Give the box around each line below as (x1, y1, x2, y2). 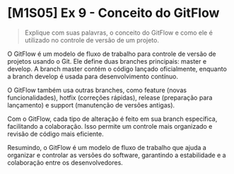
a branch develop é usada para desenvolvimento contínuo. (7, 72, 179, 81)
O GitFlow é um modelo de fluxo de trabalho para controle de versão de (7, 50, 216, 58)
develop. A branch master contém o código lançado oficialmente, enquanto (7, 64, 228, 73)
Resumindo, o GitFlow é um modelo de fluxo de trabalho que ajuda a (7, 143, 206, 151)
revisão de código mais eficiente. (7, 129, 104, 138)
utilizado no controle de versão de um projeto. (24, 35, 159, 44)
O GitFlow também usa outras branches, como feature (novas (7, 86, 187, 94)
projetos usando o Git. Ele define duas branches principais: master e (7, 57, 207, 65)
